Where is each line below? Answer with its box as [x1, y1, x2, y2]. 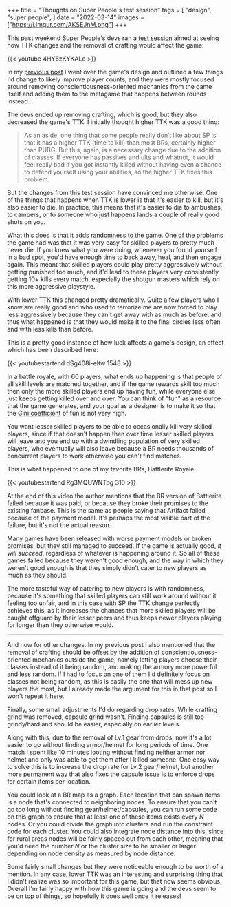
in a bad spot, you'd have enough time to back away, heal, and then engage [7, 253, 222, 261]
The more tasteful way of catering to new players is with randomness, [7, 584, 205, 592]
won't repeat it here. [7, 692, 65, 700]
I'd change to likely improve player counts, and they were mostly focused [7, 75, 214, 83]
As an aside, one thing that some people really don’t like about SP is [23, 131, 217, 139]
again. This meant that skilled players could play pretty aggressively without [7, 261, 222, 268]
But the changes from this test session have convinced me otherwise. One [7, 189, 218, 196]
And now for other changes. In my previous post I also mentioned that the [7, 641, 216, 649]
